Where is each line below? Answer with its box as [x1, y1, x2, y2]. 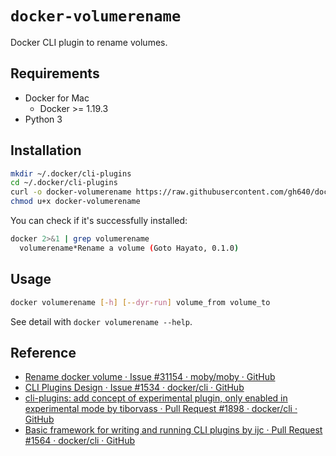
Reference [10, 344, 77, 361]
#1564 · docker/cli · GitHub [24, 435, 135, 447]
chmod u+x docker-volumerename [10, 197, 141, 207]
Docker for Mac [24, 92, 90, 104]
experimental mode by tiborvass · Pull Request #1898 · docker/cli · [24, 403, 298, 415]
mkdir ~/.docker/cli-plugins [10, 168, 132, 179]
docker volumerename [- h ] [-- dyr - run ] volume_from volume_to [10, 297, 271, 307]
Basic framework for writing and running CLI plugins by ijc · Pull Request [24, 424, 323, 436]
